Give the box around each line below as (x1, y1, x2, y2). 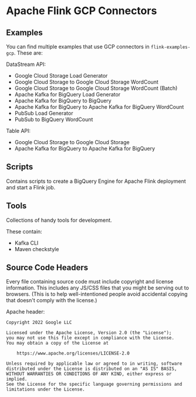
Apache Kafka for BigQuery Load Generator (14, 91, 121, 98)
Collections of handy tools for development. (6, 216, 113, 223)
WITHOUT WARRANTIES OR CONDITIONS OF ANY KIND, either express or (6, 371, 172, 377)
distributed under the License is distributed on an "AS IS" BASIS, (6, 366, 177, 372)
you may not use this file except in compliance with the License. (6, 335, 175, 341)
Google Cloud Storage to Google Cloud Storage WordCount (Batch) (14, 85, 178, 92)
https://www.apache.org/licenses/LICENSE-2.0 (16, 351, 130, 356)
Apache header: (6, 308, 45, 315)
